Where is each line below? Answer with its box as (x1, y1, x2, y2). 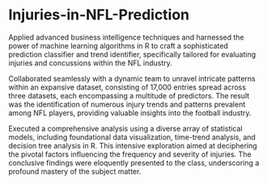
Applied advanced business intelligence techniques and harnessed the (8, 32, 244, 42)
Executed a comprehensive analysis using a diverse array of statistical (8, 123, 243, 133)
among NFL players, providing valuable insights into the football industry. (8, 107, 252, 118)
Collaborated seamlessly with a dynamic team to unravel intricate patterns (8, 73, 256, 83)
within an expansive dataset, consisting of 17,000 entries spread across (8, 82, 247, 92)
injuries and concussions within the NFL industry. (8, 58, 172, 68)
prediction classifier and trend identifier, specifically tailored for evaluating (8, 49, 256, 59)
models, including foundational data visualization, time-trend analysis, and (8, 132, 256, 142)
